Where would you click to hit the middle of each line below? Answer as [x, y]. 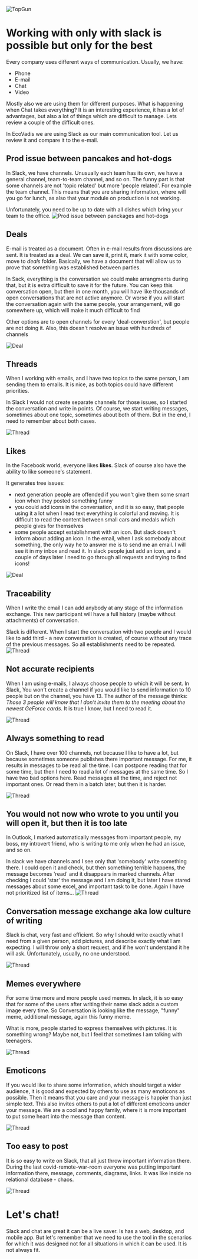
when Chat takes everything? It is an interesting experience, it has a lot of [95, 110]
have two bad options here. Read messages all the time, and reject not [92, 778]
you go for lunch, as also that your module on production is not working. [94, 198]
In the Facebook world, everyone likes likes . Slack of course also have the [96, 465]
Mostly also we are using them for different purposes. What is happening [95, 103]
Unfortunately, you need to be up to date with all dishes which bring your [95, 209]
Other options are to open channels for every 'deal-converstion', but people [98, 321]
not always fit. [23, 1250]
